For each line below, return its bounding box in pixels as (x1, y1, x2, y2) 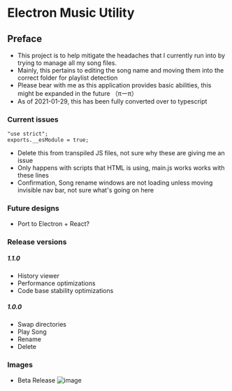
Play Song (17, 327, 47, 336)
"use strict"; (7, 131, 49, 138)
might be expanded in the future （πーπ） (17, 90, 138, 97)
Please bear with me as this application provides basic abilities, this (17, 81, 212, 89)
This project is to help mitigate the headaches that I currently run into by (17, 51, 226, 59)
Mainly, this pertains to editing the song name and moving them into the (17, 66, 224, 74)
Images (7, 360, 34, 370)
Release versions (7, 236, 67, 246)
